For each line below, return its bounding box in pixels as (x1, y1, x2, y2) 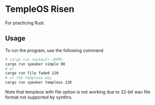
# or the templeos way (5, 75, 52, 80)
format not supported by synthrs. (5, 94, 73, 100)
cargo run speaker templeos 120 (5, 80, 72, 85)
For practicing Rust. (5, 20, 46, 26)
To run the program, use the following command (5, 47, 104, 53)
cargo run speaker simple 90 (5, 61, 65, 66)
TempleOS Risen (5, 3, 74, 15)
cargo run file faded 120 (5, 71, 58, 76)
